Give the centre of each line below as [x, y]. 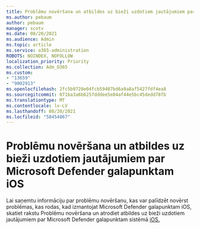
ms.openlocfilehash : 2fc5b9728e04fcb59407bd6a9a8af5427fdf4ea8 [86, 89]
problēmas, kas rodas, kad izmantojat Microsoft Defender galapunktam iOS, [99, 207]
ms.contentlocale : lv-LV [37, 106]
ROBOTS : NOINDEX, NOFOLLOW [40, 56]
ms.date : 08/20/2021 [32, 34]
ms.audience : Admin [30, 39]
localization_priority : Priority [48, 61]
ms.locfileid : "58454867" [38, 117]
